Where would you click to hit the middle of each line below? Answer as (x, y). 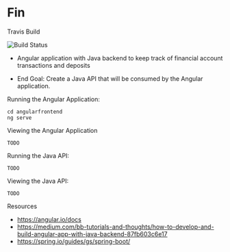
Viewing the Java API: (38, 181)
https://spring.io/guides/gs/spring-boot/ (74, 241)
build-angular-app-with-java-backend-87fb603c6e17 (92, 234)
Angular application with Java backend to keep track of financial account (120, 58)
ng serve (20, 118)
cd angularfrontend (35, 112)
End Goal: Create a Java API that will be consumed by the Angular (110, 78)
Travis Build (24, 32)
